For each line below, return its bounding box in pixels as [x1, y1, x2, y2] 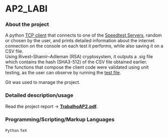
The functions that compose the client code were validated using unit [5, 64, 149, 70]
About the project [5, 21, 49, 28]
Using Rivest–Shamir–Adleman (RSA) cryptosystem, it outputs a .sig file [5, 54, 153, 60]
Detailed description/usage [5, 92, 74, 99]
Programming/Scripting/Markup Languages [5, 116, 115, 123]
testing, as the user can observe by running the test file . [5, 70, 121, 76]
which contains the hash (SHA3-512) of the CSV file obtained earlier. [5, 59, 147, 65]
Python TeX [5, 128, 27, 133]
